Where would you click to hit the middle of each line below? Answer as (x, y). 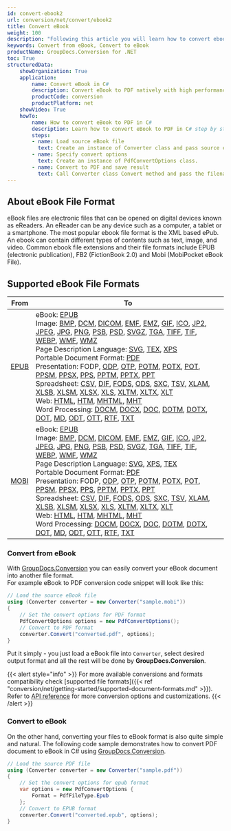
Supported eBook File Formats (73, 284)
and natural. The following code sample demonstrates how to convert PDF (112, 743)
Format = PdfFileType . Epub (70, 796)
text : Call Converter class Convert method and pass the (121, 174)
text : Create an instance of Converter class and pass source (129, 148)
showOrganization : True (54, 71)
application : (38, 78)
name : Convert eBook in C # (70, 84)
